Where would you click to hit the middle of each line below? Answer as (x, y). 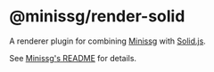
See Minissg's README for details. (73, 58)
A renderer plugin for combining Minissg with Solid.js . (108, 41)
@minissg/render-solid (97, 16)
